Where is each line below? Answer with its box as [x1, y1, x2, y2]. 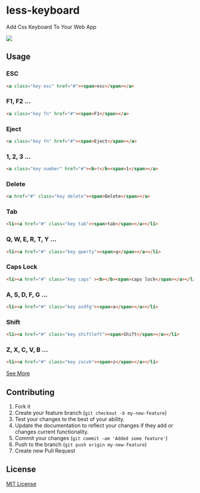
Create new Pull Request [14, 447, 76, 454]
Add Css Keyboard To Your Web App [6, 23, 97, 30]
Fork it [14, 403, 31, 410]
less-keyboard [6, 4, 80, 17]
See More [6, 370, 30, 377]
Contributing [6, 387, 55, 397]
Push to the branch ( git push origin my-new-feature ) [14, 441, 147, 448]
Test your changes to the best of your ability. [14, 416, 125, 423]
